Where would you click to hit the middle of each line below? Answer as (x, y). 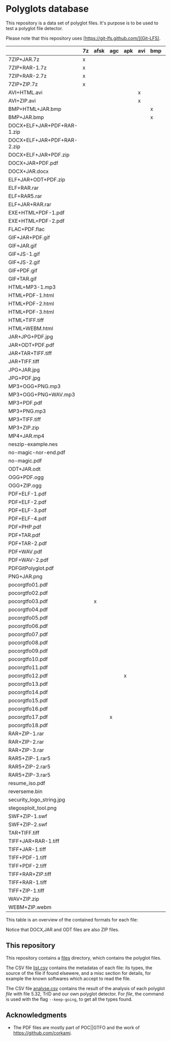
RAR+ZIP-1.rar (26, 733)
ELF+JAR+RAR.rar (30, 204)
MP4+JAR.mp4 (26, 436)
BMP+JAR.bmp (26, 117)
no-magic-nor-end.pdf (37, 452)
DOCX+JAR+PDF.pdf (33, 163)
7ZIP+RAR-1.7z (28, 68)
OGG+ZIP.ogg (25, 485)
